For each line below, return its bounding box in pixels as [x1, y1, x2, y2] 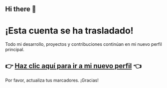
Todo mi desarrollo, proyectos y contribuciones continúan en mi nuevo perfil [5, 41, 162, 47]
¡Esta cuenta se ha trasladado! [5, 25, 134, 36]
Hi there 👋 [5, 5, 36, 13]
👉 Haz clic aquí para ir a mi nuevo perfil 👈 [5, 62, 142, 70]
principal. [5, 47, 25, 53]
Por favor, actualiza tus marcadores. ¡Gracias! [5, 78, 99, 84]
